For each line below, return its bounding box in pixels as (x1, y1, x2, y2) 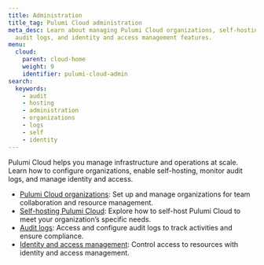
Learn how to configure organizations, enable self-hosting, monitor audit (8, 166, 244, 175)
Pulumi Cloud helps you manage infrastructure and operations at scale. (8, 157, 238, 167)
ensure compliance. (19, 231, 84, 241)
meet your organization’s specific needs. (19, 214, 152, 224)
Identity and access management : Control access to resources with (19, 239, 239, 248)
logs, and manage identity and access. (8, 174, 134, 183)
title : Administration (8, 11, 82, 20)
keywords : (15, 84, 47, 93)
